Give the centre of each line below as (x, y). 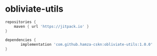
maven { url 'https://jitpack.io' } (52, 26)
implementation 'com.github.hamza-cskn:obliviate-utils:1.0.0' (87, 45)
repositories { (21, 22)
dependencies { (21, 40)
